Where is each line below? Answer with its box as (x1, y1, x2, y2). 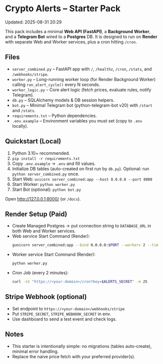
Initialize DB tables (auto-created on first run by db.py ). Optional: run (12, 165, 149, 171)
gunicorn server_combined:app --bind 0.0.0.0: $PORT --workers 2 (12, 243, 145, 248)
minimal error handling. (12, 348, 59, 354)
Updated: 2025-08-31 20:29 (5, 19, 62, 25)
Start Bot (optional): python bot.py (12, 186, 81, 192)
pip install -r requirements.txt (12, 156, 80, 161)
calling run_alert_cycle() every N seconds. (12, 81, 101, 87)
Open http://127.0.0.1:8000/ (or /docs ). (5, 196, 81, 202)
